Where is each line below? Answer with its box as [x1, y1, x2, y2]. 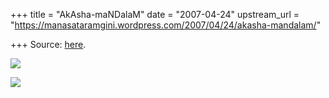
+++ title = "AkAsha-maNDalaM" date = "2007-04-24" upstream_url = [10, 9, 300, 20]
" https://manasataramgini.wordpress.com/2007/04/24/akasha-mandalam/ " [10, 19, 322, 31]
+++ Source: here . [10, 39, 87, 50]
